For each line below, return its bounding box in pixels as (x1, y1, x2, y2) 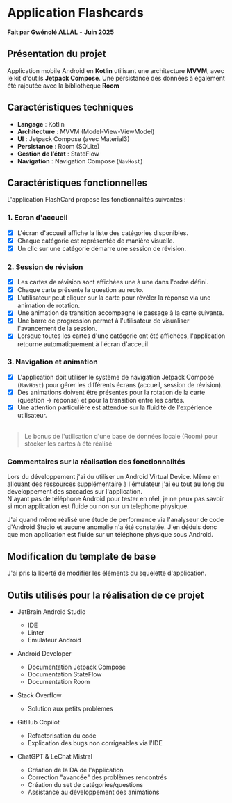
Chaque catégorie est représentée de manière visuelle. (17, 236, 175, 245)
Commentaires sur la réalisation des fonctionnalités (7, 457, 185, 467)
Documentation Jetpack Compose (27, 663, 126, 671)
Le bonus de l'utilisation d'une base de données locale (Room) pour (24, 432, 218, 441)
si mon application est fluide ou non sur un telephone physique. (7, 502, 189, 510)
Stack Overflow (17, 690, 63, 699)
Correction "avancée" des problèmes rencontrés (27, 773, 167, 781)
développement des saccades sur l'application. (7, 487, 142, 496)
